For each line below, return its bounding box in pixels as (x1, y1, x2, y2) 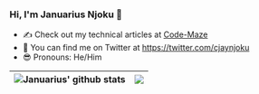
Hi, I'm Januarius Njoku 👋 (9, 8, 122, 21)
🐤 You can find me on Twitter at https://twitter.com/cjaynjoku (22, 42, 250, 53)
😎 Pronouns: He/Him (22, 52, 102, 62)
